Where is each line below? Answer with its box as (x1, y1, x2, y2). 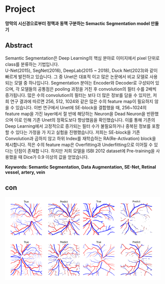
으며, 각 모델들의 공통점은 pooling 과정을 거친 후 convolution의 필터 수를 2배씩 (5, 86, 157, 92)
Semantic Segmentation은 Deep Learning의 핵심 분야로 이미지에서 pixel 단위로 (5, 55, 160, 61)
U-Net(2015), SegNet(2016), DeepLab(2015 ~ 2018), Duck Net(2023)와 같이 (5, 67, 158, 73)
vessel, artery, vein (5, 169, 45, 175)
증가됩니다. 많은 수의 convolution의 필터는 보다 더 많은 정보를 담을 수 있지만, (5, 92, 152, 98)
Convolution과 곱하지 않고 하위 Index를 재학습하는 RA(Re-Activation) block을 (5, 135, 156, 142)
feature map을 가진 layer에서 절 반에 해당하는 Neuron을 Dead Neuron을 (5, 110, 146, 117)
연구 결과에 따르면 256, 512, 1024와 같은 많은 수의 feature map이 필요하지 (10, 98, 154, 104)
